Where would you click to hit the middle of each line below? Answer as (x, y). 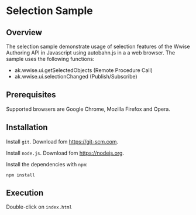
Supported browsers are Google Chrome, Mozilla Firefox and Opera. (88, 109)
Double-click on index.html (39, 207)
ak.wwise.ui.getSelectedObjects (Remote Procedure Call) (84, 70)
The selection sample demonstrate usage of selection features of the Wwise (98, 46)
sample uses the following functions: (50, 59)
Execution (25, 193)
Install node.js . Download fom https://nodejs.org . (65, 153)
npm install (20, 175)
